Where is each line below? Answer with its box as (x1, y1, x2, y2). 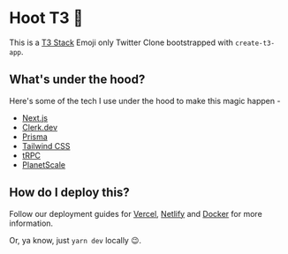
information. (9, 218, 54, 228)
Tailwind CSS (21, 140, 71, 151)
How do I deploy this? (9, 185, 130, 200)
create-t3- (235, 39, 276, 48)
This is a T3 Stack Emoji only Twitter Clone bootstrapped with (9, 37, 234, 48)
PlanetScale (21, 159, 66, 170)
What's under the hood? (9, 72, 146, 87)
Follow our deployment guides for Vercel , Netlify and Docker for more (9, 208, 262, 219)
